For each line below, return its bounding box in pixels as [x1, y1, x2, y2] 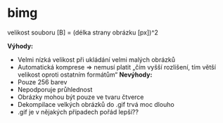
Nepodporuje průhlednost [17, 85, 93, 93]
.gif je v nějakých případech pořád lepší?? [17, 108, 139, 116]
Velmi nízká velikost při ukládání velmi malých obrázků [17, 55, 176, 64]
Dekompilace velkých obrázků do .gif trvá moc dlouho [17, 100, 174, 108]
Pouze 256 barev [17, 77, 68, 86]
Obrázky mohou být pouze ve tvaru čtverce [17, 93, 144, 101]
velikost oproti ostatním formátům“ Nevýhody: [17, 70, 153, 79]
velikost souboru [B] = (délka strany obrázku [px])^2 [7, 28, 158, 37]
